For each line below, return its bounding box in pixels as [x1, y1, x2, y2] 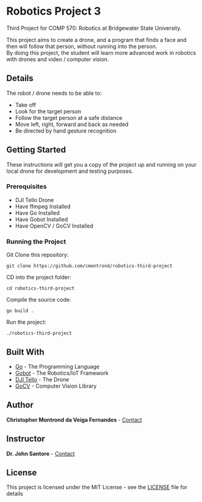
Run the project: [6, 318, 47, 326]
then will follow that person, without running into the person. [6, 43, 158, 50]
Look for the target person [15, 108, 82, 115]
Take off [15, 101, 37, 108]
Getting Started [6, 145, 66, 155]
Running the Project [6, 237, 66, 246]
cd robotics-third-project [6, 285, 75, 291]
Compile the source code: [6, 296, 71, 304]
